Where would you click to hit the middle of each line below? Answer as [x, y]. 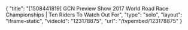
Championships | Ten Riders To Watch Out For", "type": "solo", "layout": [94, 15]
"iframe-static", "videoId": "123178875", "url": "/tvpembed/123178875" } [94, 21]
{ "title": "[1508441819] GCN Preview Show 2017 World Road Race [87, 9]
